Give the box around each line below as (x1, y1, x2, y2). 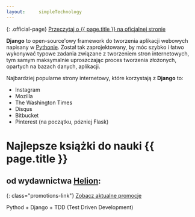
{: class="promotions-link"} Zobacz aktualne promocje (6, 192, 142, 199)
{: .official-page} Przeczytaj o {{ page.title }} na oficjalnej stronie (6, 25, 166, 33)
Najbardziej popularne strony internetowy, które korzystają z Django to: (6, 74, 184, 81)
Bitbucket (14, 112, 39, 119)
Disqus (14, 105, 32, 112)
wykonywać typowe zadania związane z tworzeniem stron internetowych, (6, 49, 190, 57)
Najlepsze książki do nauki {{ (6, 139, 155, 153)
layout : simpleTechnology (6, 8, 82, 15)
